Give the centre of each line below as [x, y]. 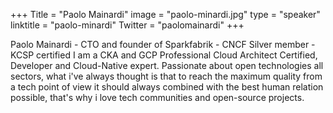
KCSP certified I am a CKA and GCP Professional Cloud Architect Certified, [164, 55]
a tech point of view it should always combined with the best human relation [167, 87]
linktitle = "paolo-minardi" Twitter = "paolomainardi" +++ [127, 25]
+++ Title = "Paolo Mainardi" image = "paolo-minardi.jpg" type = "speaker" [165, 14]
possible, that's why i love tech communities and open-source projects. [157, 97]
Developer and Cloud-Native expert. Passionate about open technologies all [167, 65]
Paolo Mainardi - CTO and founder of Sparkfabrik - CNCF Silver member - [163, 44]
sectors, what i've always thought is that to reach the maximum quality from [166, 76]
